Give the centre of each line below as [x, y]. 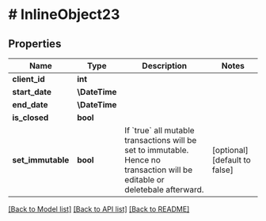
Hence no [142, 160]
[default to [232, 160]
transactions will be [161, 140]
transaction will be [158, 170]
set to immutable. [157, 150]
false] [223, 170]
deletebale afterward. [164, 189]
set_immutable [41, 160]
